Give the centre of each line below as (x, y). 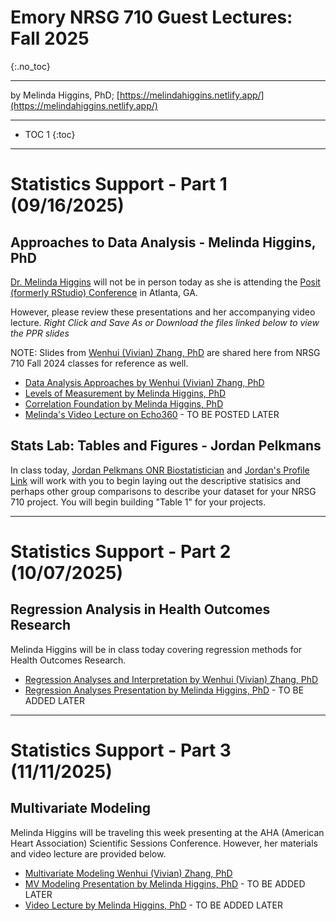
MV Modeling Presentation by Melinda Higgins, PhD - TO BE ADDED (165, 883)
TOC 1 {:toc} (50, 134)
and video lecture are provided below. (88, 853)
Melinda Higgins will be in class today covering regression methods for (156, 649)
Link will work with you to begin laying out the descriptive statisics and (156, 480)
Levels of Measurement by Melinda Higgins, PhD (125, 393)
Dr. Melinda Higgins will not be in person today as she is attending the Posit (165, 282)
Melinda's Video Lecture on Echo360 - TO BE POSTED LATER (152, 414)
